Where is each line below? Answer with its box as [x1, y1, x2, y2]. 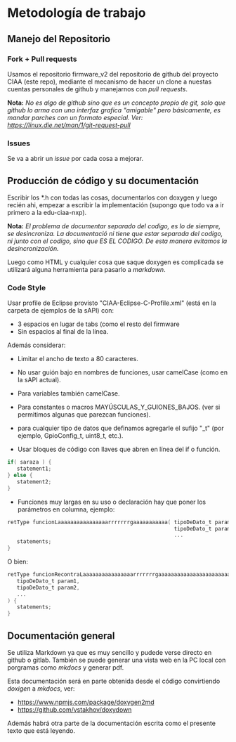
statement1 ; [16, 465, 52, 472]
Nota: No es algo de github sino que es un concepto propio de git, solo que [7, 98, 226, 107]
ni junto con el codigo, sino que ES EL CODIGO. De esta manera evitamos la [7, 237, 228, 245]
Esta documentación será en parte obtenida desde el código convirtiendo [7, 677, 221, 685]
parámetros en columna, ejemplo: [17, 505, 115, 514]
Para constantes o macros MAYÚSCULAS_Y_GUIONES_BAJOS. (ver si [17, 403, 221, 412]
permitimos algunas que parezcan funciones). [17, 410, 151, 419]
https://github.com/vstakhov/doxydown [17, 705, 132, 714]
